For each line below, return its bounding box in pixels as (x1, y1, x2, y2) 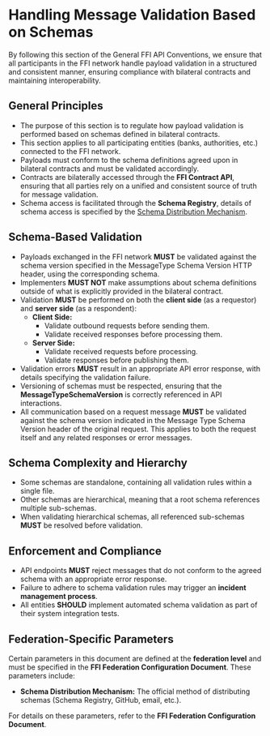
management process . (19, 592, 99, 601)
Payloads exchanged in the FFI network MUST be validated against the (19, 251, 257, 261)
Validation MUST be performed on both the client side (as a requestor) (19, 294, 257, 305)
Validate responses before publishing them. (44, 355, 190, 365)
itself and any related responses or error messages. (19, 432, 192, 443)
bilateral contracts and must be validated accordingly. (19, 164, 200, 173)
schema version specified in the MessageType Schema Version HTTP (19, 260, 252, 270)
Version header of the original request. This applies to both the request (19, 424, 257, 434)
